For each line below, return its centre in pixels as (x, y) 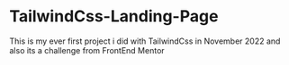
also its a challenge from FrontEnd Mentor (87, 50)
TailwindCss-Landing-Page (114, 16)
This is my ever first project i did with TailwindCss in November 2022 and (145, 41)
